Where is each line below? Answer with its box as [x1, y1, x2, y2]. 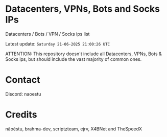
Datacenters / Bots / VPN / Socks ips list [5, 31, 90, 37]
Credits [5, 109, 37, 121]
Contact [5, 74, 40, 86]
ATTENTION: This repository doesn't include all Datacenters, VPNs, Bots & [5, 51, 162, 57]
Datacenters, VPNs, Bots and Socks [5, 3, 160, 15]
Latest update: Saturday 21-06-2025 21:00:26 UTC [5, 40, 110, 47]
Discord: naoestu [5, 90, 41, 97]
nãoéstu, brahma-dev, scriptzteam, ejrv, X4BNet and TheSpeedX [5, 126, 142, 132]
